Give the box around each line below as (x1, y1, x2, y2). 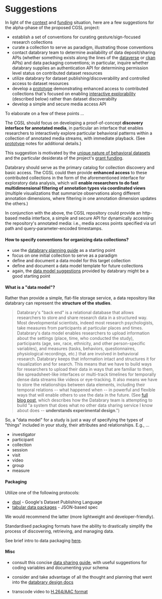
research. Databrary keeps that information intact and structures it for (16, 356, 156, 362)
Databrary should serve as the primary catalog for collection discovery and (5, 164, 155, 170)
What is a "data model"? (5, 284, 56, 290)
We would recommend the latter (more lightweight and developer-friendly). (5, 514, 155, 519)
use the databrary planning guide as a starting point (12, 248, 116, 253)
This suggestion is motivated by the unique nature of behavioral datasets (5, 150, 150, 156)
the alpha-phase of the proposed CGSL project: (5, 24, 100, 30)
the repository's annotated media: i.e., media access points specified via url (5, 220, 156, 226)
